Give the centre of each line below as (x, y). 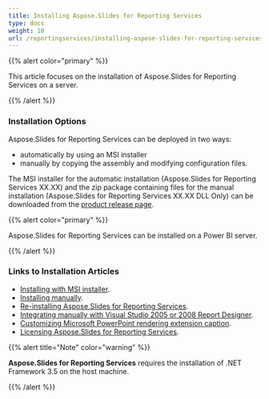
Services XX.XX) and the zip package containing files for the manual (121, 187)
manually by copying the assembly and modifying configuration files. (134, 163)
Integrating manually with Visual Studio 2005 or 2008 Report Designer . (137, 315)
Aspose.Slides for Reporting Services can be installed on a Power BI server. (133, 235)
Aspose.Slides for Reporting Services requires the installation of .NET (125, 363)
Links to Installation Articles (64, 271)
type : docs (26, 23)
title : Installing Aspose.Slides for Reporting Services (105, 16)
